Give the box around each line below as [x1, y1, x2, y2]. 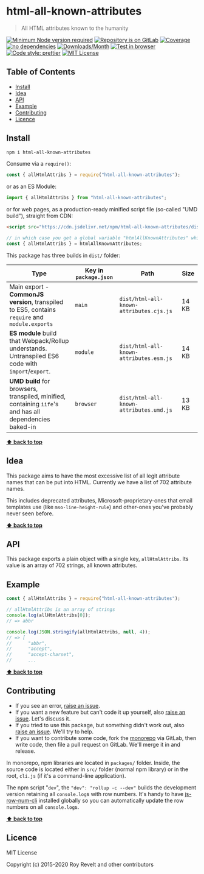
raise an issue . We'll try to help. [15, 728, 94, 735]
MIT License [6, 848, 38, 856]
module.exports [9, 320, 53, 327]
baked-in [9, 422, 36, 431]
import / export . [9, 367, 51, 375]
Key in [84, 266, 104, 275]
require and [9, 312, 44, 321]
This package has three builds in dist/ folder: [6, 252, 120, 259]
